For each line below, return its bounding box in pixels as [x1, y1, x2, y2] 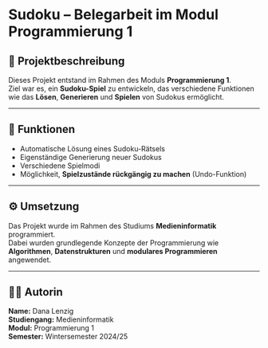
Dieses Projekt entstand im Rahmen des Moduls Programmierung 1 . [8, 76, 231, 84]
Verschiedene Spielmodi [19, 161, 100, 170]
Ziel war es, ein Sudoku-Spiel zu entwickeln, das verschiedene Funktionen [8, 84, 254, 93]
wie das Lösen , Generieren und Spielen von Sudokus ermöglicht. [8, 92, 225, 101]
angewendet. [8, 255, 52, 264]
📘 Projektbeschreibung [8, 54, 125, 68]
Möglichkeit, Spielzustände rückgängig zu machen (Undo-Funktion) [19, 169, 247, 178]
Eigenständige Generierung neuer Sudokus [19, 152, 162, 162]
